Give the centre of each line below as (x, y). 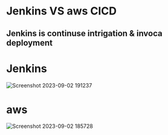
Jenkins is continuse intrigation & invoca (84, 33)
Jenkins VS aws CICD (61, 11)
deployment (30, 42)
